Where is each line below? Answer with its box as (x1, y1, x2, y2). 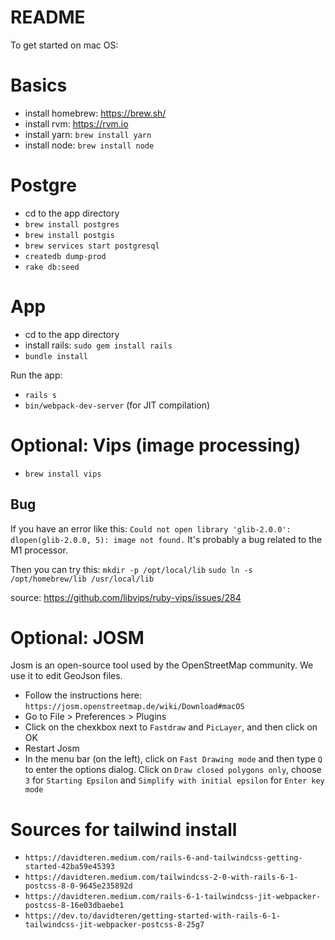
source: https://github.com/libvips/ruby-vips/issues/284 (10, 591, 242, 603)
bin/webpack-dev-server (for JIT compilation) (24, 399, 211, 411)
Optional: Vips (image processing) (10, 434, 302, 456)
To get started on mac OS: (10, 39, 119, 51)
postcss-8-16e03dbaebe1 (24, 901, 125, 911)
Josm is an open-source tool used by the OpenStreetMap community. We (10, 659, 314, 671)
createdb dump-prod (24, 251, 107, 261)
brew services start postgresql (24, 241, 160, 251)
